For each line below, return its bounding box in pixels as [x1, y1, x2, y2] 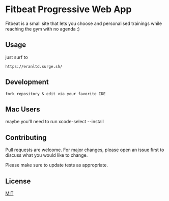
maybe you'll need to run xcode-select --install [5, 119, 104, 125]
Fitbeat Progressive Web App [5, 4, 132, 15]
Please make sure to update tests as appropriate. [5, 162, 108, 168]
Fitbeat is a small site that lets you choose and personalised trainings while [5, 20, 162, 26]
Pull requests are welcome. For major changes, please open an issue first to [5, 147, 164, 153]
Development [5, 78, 49, 87]
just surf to [5, 54, 28, 60]
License [5, 177, 31, 185]
